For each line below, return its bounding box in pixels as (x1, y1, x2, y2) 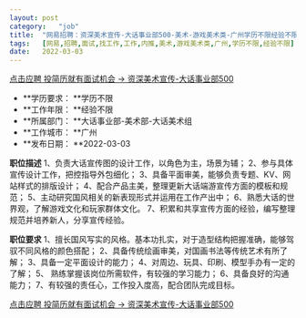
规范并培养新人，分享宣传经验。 (9, 215, 129, 226)
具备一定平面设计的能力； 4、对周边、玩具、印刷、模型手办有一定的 (40, 257, 296, 268)
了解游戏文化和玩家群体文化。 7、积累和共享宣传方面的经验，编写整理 (33, 203, 296, 214)
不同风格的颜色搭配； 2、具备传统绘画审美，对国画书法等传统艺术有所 (16, 245, 280, 256)
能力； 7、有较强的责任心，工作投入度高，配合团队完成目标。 (9, 280, 240, 291)
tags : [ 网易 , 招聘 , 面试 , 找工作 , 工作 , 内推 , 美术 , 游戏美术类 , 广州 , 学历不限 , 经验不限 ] (9, 38, 295, 48)
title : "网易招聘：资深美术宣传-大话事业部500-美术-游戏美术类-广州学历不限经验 (9, 30, 285, 39)
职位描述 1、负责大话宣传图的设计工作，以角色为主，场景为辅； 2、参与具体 (9, 158, 294, 169)
